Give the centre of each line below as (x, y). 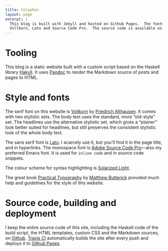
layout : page (19, 14)
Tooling (21, 53)
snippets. (15, 158)
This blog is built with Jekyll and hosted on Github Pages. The (80, 24)
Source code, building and (61, 203)
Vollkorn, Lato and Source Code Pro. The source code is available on (86, 28)
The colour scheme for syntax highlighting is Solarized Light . (68, 168)
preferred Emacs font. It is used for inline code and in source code (74, 153)
